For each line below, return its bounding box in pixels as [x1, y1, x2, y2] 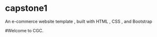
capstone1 [5, 3, 48, 14]
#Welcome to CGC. [5, 28, 44, 33]
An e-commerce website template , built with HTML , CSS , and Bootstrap [5, 18, 152, 24]
